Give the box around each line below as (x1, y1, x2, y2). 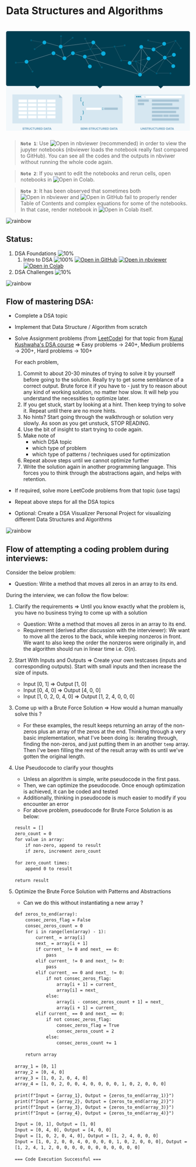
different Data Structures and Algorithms (14, 516, 113, 523)
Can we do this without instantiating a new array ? (23, 900, 143, 907)
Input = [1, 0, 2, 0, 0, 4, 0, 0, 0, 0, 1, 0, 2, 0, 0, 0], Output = (14, 1139, 188, 1145)
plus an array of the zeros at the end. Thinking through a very (38, 728, 186, 735)
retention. (23, 476, 47, 483)
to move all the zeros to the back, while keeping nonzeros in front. (23, 633, 182, 640)
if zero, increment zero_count (25, 849, 101, 854)
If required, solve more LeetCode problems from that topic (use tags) (14, 487, 181, 494)
